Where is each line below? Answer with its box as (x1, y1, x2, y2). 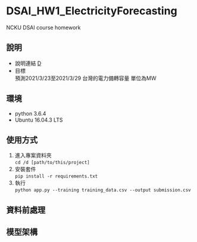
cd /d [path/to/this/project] (14, 160, 90, 166)
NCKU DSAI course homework (6, 24, 82, 31)
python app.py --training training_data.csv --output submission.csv (14, 187, 192, 193)
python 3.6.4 (14, 110, 46, 117)
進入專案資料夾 (14, 152, 52, 159)
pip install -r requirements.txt (14, 173, 98, 179)
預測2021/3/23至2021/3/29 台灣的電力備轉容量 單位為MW (14, 75, 157, 82)
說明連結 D (14, 60, 42, 67)
